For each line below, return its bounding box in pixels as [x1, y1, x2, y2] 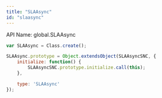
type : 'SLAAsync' [17, 81, 60, 87]
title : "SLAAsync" [6, 8, 52, 15]
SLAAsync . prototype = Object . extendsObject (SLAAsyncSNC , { [6, 54, 157, 60]
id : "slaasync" [6, 14, 44, 20]
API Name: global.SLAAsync [6, 31, 76, 38]
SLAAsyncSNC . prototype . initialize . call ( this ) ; [27, 64, 146, 71]
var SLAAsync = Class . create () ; [6, 43, 87, 49]
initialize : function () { [17, 59, 82, 65]
